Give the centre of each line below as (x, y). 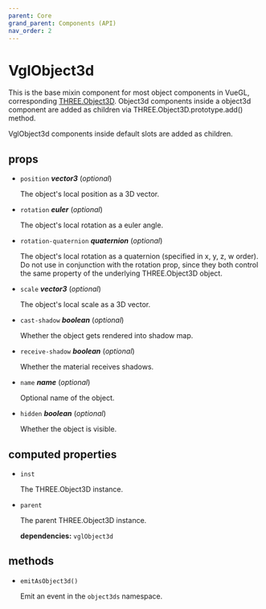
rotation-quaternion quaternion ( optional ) (91, 241)
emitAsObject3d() (49, 581)
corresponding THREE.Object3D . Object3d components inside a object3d (130, 101)
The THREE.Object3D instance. (72, 489)
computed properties (63, 454)
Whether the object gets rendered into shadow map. (106, 336)
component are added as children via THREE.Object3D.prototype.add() (126, 110)
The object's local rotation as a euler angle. (91, 225)
